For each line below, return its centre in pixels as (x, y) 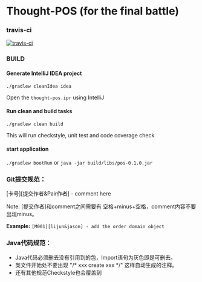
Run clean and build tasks (39, 111)
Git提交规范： (26, 179)
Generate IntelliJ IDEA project (44, 73)
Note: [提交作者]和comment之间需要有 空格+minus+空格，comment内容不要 (101, 206)
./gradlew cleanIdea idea (39, 86)
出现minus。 (22, 214)
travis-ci (19, 30)
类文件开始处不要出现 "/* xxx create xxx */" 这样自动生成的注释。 (96, 265)
